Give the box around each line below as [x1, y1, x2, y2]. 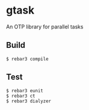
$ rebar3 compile [6, 56, 49, 62]
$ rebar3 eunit [6, 88, 44, 93]
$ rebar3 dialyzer [6, 98, 51, 104]
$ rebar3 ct [6, 93, 35, 99]
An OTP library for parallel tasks [6, 23, 84, 30]
